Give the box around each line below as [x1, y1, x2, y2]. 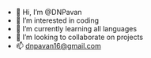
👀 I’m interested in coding [15, 16, 100, 25]
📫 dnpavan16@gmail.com [15, 42, 101, 50]
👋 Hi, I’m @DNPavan [15, 8, 82, 16]
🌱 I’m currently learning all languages [15, 24, 137, 33]
